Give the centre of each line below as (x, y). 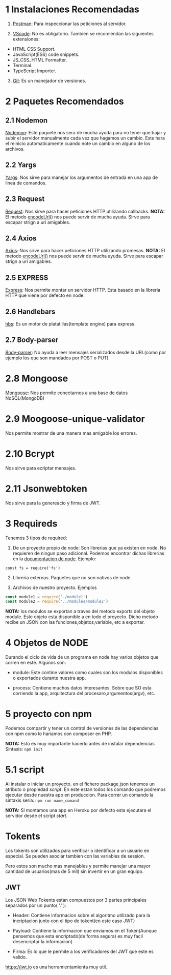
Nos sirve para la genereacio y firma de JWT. (53, 503)
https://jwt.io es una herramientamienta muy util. (56, 967)
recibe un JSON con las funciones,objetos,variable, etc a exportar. (75, 622)
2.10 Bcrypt (30, 453)
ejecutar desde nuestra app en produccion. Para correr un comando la (80, 795)
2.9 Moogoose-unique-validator (75, 419)
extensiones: (26, 39)
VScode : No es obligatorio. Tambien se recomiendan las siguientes (83, 33)
